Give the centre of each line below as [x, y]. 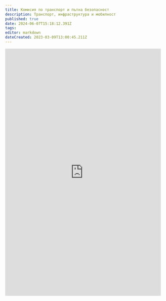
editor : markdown [23, 33]
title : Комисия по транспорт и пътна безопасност [57, 10]
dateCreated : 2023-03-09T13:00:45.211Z [46, 38]
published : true [22, 19]
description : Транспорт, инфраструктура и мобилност [61, 14]
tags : [11, 28]
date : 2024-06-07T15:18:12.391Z [38, 23]
